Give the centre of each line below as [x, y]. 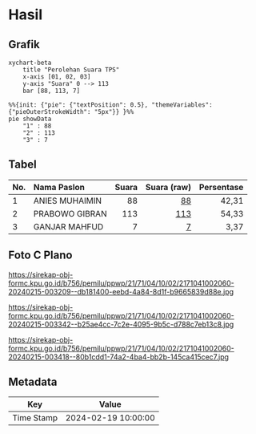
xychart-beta [30, 63]
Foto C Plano [40, 256]
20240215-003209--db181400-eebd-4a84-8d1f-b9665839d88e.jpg [121, 291]
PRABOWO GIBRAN [70, 213]
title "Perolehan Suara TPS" [71, 70]
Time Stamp [35, 418]
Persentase [221, 187]
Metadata [33, 382]
